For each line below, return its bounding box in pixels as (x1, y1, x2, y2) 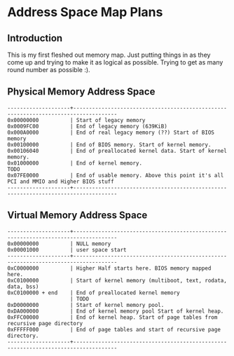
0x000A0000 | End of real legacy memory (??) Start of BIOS (7, 129, 215, 136)
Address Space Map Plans (7, 4, 163, 20)
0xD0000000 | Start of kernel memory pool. (7, 301, 165, 308)
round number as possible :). (7, 66, 90, 74)
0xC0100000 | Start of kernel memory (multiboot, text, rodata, (7, 277, 228, 284)
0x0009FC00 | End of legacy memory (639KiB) (7, 123, 168, 130)
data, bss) (7, 283, 39, 290)
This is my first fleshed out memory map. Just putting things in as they (7, 50, 211, 59)
